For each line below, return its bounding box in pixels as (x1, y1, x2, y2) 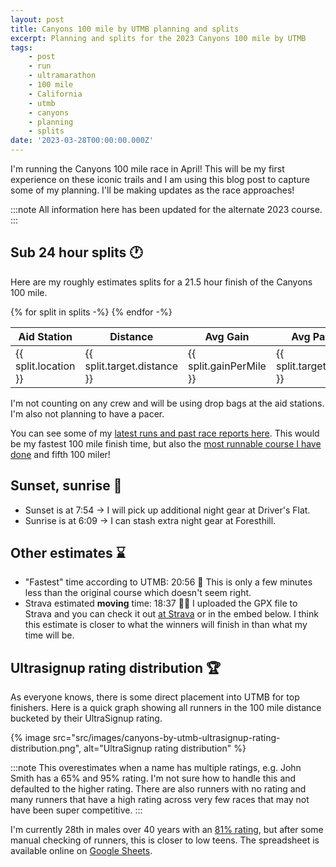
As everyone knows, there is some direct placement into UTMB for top (10, 691, 300, 703)
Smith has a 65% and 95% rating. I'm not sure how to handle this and (10, 772, 297, 785)
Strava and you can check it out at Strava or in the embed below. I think (24, 608, 319, 620)
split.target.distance (84, 359, 179, 373)
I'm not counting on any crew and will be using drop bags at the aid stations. (10, 397, 325, 409)
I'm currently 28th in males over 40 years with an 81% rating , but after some (10, 824, 324, 836)
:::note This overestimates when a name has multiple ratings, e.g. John (10, 762, 302, 774)
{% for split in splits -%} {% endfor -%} (10, 306, 173, 318)
